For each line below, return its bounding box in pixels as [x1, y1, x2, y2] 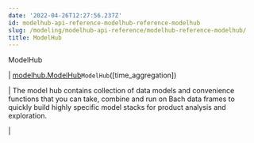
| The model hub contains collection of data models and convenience [8, 86, 235, 96]
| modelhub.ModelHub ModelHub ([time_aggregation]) [8, 70, 177, 80]
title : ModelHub [8, 33, 62, 42]
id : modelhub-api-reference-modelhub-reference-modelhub [8, 19, 201, 27]
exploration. [8, 111, 48, 121]
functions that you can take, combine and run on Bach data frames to [8, 94, 236, 103]
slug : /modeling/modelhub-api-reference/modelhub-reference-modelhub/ [8, 26, 247, 34]
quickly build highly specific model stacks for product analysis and [8, 103, 226, 112]
